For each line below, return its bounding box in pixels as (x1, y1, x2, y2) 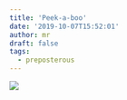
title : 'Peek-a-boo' (9, 13, 88, 23)
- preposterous (17, 55, 75, 65)
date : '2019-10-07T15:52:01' (9, 22, 120, 31)
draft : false (9, 38, 59, 48)
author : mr (9, 30, 51, 39)
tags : (9, 47, 30, 56)
